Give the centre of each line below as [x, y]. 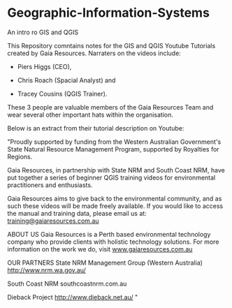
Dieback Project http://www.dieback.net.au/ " [73, 297]
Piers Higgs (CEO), [44, 66]
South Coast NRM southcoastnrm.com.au [67, 284]
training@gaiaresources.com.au [53, 221]
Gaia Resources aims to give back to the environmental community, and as [115, 198]
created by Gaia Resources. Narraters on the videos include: [94, 53]
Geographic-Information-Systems [108, 13]
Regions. [20, 156]
